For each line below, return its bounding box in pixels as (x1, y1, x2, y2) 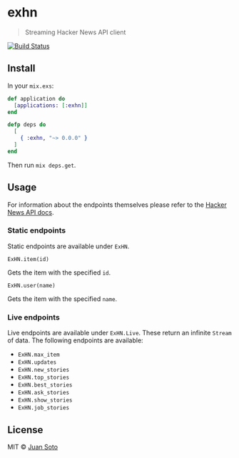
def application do (7, 95, 66, 102)
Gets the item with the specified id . (7, 268, 111, 277)
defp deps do (7, 121, 46, 128)
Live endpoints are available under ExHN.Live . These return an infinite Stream (7, 329, 232, 337)
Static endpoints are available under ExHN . (7, 242, 130, 250)
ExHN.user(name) (7, 282, 56, 289)
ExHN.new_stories (17, 367, 70, 374)
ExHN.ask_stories (17, 390, 70, 397)
